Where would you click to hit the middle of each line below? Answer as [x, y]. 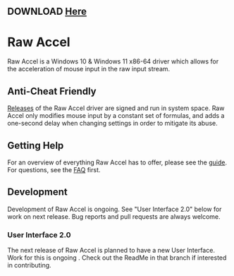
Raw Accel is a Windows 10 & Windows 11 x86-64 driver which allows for [113, 61]
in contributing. [29, 265]
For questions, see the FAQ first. [54, 169]
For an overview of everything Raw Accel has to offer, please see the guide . [117, 162]
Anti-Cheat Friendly [52, 91]
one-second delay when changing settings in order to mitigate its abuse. [112, 124]
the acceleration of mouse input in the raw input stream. [89, 69]
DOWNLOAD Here [47, 12]
